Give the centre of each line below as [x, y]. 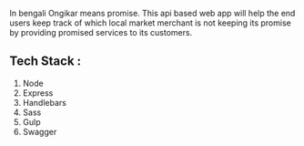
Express [38, 93]
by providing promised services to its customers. [101, 32]
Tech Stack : [46, 62]
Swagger [40, 131]
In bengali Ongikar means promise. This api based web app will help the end [152, 13]
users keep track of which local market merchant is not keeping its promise [150, 23]
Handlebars [44, 102]
